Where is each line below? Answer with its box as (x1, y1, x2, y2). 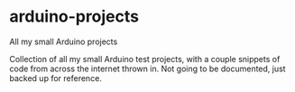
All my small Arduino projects (9, 36, 118, 47)
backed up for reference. (9, 72, 102, 83)
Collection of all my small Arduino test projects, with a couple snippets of (9, 53, 281, 64)
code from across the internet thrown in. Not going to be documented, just (9, 63, 286, 74)
